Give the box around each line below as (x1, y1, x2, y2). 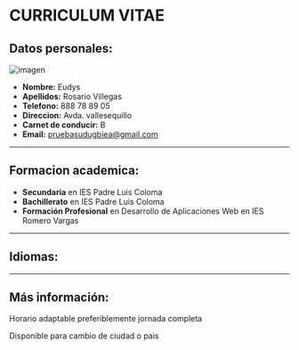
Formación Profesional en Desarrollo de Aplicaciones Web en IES (21, 206, 264, 216)
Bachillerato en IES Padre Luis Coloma (21, 196, 165, 207)
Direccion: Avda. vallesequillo (21, 110, 132, 120)
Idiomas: (9, 249, 59, 265)
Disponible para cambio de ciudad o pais (9, 330, 159, 341)
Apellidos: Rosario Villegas (21, 91, 123, 102)
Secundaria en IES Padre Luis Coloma (21, 186, 163, 197)
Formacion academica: (9, 163, 140, 178)
